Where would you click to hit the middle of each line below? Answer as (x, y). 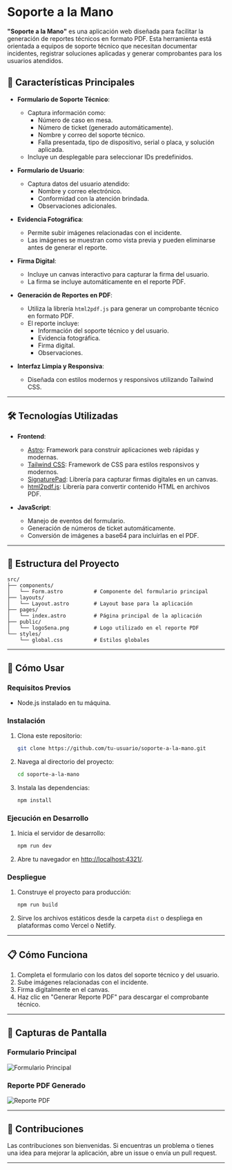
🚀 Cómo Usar (36, 668)
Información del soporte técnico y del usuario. (103, 331)
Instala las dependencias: (53, 788)
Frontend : (31, 436)
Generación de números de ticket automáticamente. (101, 528)
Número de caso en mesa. (75, 120)
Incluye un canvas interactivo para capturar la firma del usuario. (118, 274)
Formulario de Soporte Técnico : (64, 99)
